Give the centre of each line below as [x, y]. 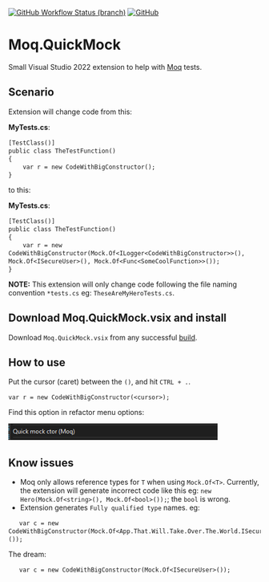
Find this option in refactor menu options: [76, 413]
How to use [37, 362]
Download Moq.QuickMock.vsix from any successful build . [103, 337]
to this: [20, 189]
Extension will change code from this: [70, 112]
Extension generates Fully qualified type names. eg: [110, 508]
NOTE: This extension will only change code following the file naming [123, 284]
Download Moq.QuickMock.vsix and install [117, 318]
